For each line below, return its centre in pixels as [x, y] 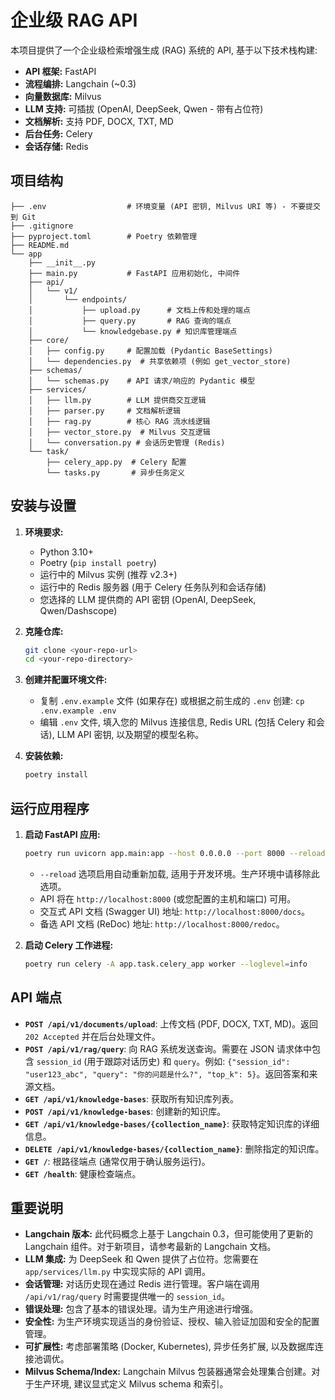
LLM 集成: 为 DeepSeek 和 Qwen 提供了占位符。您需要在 [141, 1259]
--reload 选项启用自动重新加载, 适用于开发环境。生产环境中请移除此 [179, 873]
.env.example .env [78, 711]
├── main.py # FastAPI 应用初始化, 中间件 [134, 273]
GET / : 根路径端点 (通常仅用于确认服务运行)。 [117, 1161]
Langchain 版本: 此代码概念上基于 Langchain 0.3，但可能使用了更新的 [169, 1234]
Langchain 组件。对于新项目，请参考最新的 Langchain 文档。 [150, 1247]
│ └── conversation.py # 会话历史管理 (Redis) [127, 442]
